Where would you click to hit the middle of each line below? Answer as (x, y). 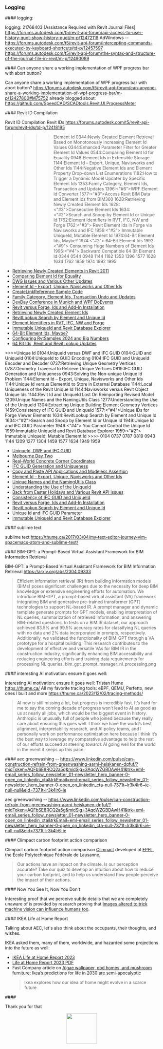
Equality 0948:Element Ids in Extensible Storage (101, 158)
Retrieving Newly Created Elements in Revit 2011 (61, 271)
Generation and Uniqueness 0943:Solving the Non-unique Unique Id (74, 374)
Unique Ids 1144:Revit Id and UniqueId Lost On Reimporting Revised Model (80, 395)
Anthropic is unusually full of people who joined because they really (85, 718)
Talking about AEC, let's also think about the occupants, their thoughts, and (81, 928)
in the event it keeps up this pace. (51, 750)
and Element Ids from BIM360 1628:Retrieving (100, 199)
